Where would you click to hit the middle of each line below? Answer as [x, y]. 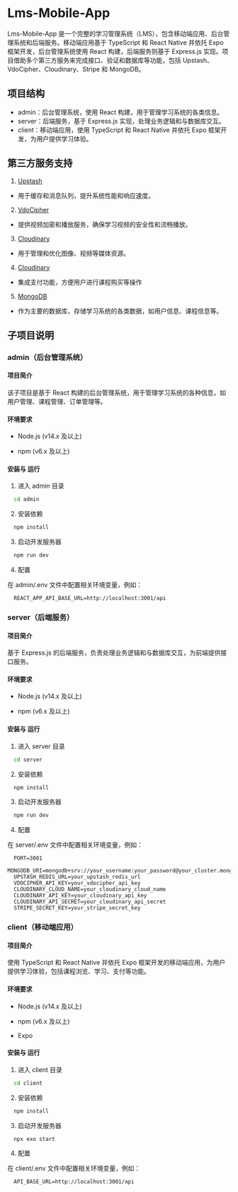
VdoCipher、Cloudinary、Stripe [54, 69]
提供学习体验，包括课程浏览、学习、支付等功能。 [79, 971]
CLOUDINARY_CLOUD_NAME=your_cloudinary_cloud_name [90, 890]
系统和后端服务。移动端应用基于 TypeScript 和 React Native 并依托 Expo [119, 42]
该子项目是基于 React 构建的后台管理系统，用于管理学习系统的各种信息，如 [117, 393]
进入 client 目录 [40, 1069]
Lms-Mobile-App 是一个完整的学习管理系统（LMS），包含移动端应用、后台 [115, 33]
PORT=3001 [28, 858]
